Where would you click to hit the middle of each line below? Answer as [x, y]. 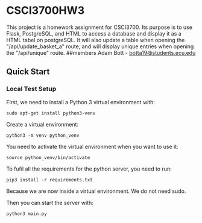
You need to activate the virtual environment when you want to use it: [93, 146]
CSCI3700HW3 [46, 11]
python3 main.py [27, 214]
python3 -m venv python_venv [43, 135]
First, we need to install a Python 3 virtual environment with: [81, 102]
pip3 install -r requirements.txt [50, 180]
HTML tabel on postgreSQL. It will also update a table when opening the [96, 40]
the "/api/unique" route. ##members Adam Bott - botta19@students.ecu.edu [101, 52]
